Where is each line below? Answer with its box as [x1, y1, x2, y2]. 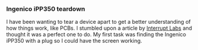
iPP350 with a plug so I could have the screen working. [6, 37, 142, 45]
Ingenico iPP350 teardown [6, 5, 85, 13]
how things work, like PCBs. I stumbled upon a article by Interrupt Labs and [6, 24, 193, 32]
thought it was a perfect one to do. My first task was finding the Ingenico [6, 31, 187, 38]
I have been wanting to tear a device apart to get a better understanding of [6, 18, 191, 26]
